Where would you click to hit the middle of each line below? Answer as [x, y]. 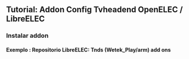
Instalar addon [27, 36]
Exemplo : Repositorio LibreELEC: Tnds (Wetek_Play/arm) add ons [89, 50]
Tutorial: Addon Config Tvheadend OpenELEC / [94, 10]
